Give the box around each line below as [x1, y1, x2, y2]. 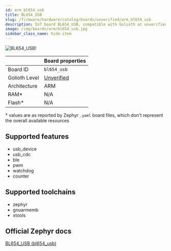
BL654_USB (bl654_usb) [5, 240, 57, 246]
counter [12, 173, 30, 179]
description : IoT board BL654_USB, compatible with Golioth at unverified [5, 21, 167, 27]
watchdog [12, 167, 34, 173]
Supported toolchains [5, 188, 76, 196]
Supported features [5, 132, 69, 141]
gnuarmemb [12, 207, 39, 213]
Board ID [8, 66, 29, 73]
